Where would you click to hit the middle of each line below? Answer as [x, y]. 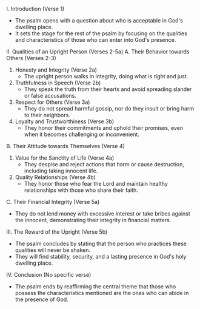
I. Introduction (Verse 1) [35, 9]
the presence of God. [42, 299]
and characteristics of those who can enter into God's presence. [95, 40]
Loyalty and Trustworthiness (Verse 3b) [64, 121]
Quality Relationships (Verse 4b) [55, 177]
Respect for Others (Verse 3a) [52, 102]
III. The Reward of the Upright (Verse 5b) [57, 232]
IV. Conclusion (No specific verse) [49, 275]
